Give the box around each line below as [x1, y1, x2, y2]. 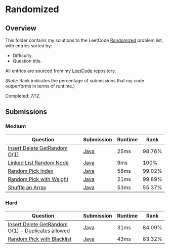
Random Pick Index [8, 167, 54, 174]
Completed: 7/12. [5, 93, 41, 99]
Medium [5, 123, 26, 130]
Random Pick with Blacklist [8, 235, 72, 242]
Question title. [12, 58, 42, 64]
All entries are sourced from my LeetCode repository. [5, 68, 116, 74]
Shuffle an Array [8, 184, 47, 191]
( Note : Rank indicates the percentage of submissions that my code [5, 78, 144, 83]
